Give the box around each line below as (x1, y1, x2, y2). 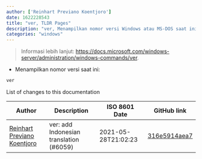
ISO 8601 (106, 103, 135, 111)
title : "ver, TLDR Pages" (6, 20, 71, 26)
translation (49, 136, 79, 143)
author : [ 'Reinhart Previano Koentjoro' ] (6, 8, 112, 15)
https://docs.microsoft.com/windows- (75, 48, 170, 55)
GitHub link (153, 107, 187, 114)
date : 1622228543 (6, 14, 50, 20)
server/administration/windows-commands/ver (20, 54, 138, 61)
